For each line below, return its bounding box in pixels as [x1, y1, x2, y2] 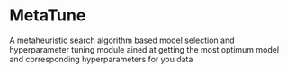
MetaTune [9, 5, 86, 26]
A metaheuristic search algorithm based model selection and [9, 35, 235, 45]
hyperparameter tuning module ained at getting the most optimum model [9, 44, 280, 54]
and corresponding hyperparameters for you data [9, 53, 193, 64]
